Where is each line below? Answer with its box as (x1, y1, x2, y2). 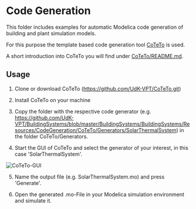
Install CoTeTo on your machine (14, 96, 91, 103)
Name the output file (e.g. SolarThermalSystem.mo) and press (14, 173, 165, 180)
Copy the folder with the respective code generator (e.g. (14, 107, 151, 115)
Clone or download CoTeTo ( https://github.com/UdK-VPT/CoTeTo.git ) (14, 85, 181, 92)
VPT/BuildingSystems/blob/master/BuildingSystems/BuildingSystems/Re (14, 120, 190, 127)
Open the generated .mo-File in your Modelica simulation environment (14, 191, 185, 198)
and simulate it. (14, 197, 52, 204)
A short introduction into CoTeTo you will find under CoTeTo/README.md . (6, 52, 184, 59)
